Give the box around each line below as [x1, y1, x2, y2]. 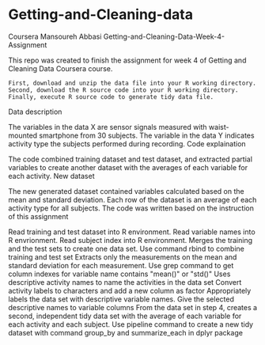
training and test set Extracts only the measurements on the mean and [8, 252, 237, 262]
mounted [8, 131, 38, 140]
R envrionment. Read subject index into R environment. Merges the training [8, 235, 253, 245]
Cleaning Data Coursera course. [8, 63, 113, 73]
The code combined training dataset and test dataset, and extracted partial [8, 154, 253, 164]
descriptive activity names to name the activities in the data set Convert [8, 277, 242, 286]
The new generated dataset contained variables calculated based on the [8, 186, 244, 195]
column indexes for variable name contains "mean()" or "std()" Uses [8, 269, 231, 279]
